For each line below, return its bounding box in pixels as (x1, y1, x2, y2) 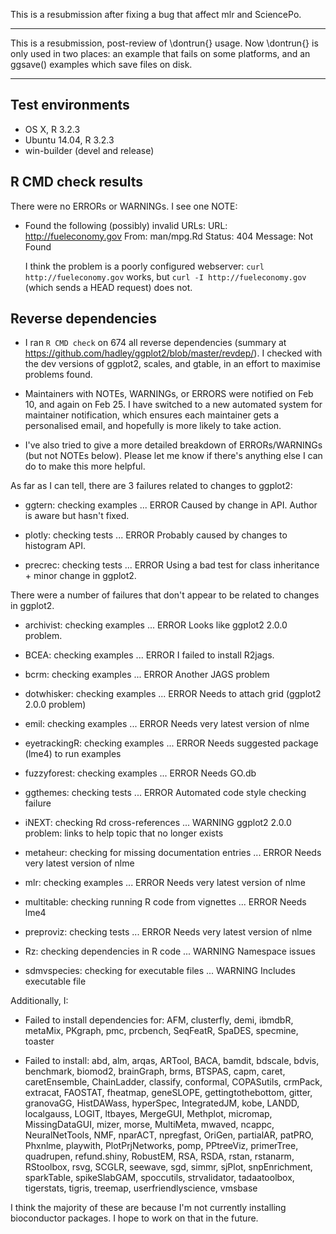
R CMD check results (10, 174, 144, 191)
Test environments (10, 97, 130, 114)
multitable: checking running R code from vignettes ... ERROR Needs (24, 896, 307, 908)
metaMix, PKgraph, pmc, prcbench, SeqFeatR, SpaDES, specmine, (24, 1025, 299, 1037)
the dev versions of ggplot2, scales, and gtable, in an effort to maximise (24, 358, 321, 370)
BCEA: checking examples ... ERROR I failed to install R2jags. (24, 649, 275, 661)
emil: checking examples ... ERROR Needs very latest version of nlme (24, 718, 310, 730)
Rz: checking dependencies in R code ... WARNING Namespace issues (24, 945, 316, 958)
